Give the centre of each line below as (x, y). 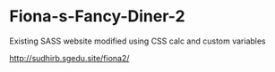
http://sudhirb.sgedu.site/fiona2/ (69, 58)
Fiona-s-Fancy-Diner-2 (97, 16)
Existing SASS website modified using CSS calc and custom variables (137, 41)
